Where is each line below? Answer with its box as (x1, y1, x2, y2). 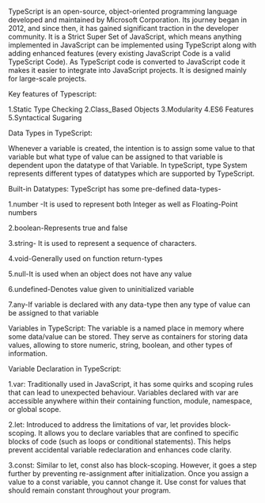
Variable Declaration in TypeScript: (8, 364, 122, 373)
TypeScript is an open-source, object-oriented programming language (8, 7, 237, 16)
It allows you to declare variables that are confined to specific (38, 429, 239, 437)
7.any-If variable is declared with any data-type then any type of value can (8, 300, 251, 309)
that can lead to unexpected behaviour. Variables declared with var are (8, 388, 239, 397)
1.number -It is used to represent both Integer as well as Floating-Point (8, 199, 239, 209)
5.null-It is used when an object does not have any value (8, 269, 192, 278)
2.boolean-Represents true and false (8, 223, 128, 233)
